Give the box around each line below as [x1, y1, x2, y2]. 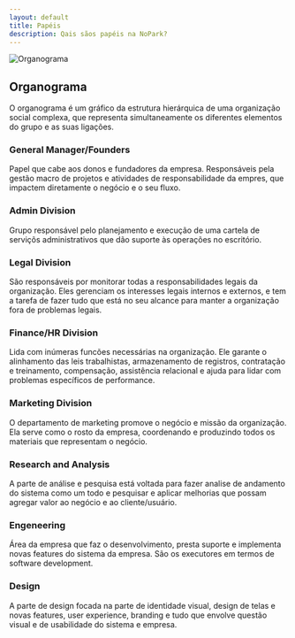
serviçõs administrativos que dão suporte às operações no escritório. [9, 234, 262, 244]
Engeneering [9, 519, 66, 531]
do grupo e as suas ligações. [9, 121, 115, 133]
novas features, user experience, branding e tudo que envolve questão [9, 610, 268, 620]
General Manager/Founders [9, 143, 131, 156]
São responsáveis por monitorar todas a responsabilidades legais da [9, 276, 259, 288]
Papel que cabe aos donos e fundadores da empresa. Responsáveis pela [9, 164, 275, 174]
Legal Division [9, 256, 72, 268]
